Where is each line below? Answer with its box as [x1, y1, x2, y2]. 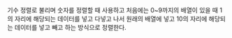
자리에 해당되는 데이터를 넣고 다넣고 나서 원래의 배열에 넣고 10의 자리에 [14, 15, 208, 23]
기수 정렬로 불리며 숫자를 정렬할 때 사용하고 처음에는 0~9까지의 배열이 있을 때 [7, 6, 219, 14]
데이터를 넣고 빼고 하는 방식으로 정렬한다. [14, 23, 127, 31]
